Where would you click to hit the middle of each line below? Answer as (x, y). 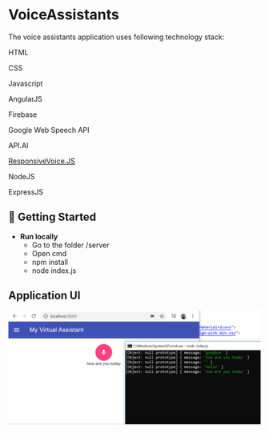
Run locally (39, 236)
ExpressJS (26, 192)
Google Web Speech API (49, 130)
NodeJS (22, 176)
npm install (50, 262)
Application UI (44, 296)
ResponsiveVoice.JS (42, 161)
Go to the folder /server (70, 245)
